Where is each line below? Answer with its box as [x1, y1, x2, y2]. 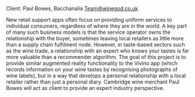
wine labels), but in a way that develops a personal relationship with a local [6, 72, 186, 79]
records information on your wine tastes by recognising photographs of [6, 66, 178, 72]
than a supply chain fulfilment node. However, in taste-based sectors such [6, 41, 185, 48]
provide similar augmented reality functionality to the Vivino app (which [6, 60, 178, 67]
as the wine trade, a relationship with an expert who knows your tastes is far [6, 47, 190, 54]
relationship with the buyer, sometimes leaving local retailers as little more [6, 35, 184, 41]
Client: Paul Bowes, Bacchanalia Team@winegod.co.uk [6, 5, 138, 12]
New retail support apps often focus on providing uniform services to [6, 16, 172, 23]
